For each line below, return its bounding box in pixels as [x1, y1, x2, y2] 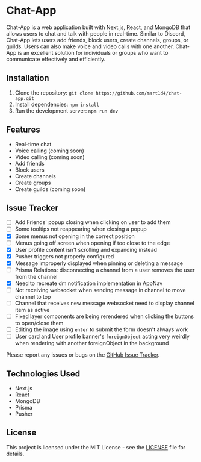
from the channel [14, 273, 58, 280]
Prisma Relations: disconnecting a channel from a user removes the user [14, 266, 195, 273]
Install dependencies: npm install [14, 101, 99, 108]
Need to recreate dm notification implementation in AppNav [14, 279, 163, 287]
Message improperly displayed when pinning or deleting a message [14, 260, 184, 267]
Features [6, 125, 40, 135]
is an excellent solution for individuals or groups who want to [17, 49, 169, 56]
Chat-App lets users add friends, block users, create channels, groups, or [6, 36, 189, 43]
